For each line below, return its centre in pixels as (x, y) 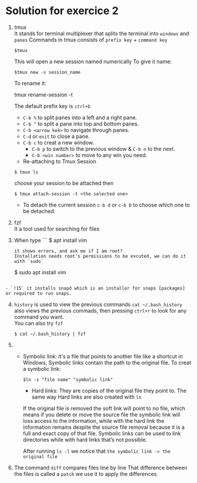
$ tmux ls (26, 172)
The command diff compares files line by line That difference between (101, 468)
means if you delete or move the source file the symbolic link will (101, 415)
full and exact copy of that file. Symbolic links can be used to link (102, 433)
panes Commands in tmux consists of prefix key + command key (91, 40)
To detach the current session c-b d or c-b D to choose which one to (106, 205)
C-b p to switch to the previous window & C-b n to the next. (103, 149)
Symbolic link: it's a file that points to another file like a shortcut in (103, 356)
